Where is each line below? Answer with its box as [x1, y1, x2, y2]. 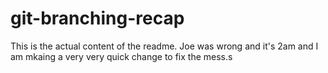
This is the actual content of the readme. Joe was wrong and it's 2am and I [10, 40, 319, 52]
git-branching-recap [10, 7, 185, 30]
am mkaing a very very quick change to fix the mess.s [10, 50, 233, 62]
